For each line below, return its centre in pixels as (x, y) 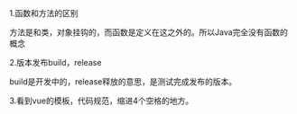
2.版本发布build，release (56, 62)
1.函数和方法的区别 (44, 13)
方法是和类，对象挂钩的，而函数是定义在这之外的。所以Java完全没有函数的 (149, 32)
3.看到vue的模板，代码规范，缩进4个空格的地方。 (102, 101)
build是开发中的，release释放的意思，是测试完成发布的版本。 (123, 82)
